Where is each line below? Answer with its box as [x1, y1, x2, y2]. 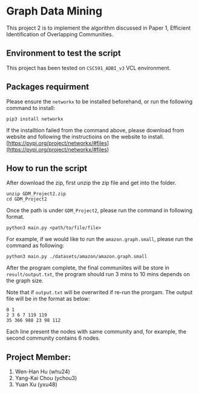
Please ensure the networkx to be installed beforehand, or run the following [6, 98, 193, 105]
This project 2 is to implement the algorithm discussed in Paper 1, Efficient [6, 24, 191, 31]
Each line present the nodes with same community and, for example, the [6, 328, 186, 335]
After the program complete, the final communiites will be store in [6, 264, 169, 271]
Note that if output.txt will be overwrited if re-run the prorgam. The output [6, 289, 193, 296]
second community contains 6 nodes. [6, 334, 100, 342]
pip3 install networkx [6, 116, 64, 122]
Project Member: [6, 352, 71, 362]
